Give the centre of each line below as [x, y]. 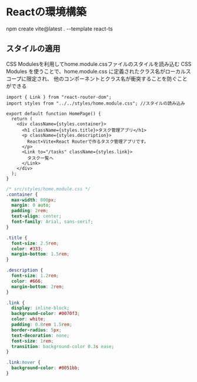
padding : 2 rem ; [30, 211]
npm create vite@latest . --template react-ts [59, 29]
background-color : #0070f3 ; [46, 314]
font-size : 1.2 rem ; [35, 276]
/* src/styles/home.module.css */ [49, 189]
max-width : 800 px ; [34, 200]
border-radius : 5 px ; [36, 330]
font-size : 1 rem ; [33, 341]
